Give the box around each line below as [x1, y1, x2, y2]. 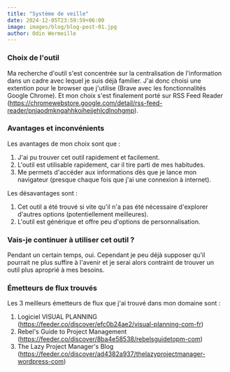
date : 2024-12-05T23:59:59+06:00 [7, 17, 105, 24]
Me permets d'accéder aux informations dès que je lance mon [17, 167, 197, 176]
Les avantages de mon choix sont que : [7, 139, 121, 148]
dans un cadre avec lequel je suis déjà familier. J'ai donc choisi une [7, 76, 201, 85]
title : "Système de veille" [7, 10, 89, 18]
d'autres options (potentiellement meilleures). [17, 209, 149, 218]
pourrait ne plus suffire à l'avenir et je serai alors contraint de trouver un [7, 259, 215, 267]
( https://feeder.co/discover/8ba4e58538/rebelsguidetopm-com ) [17, 335, 203, 343]
